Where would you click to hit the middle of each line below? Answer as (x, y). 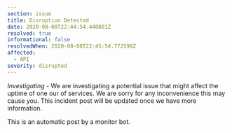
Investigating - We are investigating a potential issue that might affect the (113, 85)
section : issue (29, 14)
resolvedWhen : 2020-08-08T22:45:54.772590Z (72, 46)
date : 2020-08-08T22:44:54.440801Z (59, 27)
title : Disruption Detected (48, 20)
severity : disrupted (37, 66)
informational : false (39, 40)
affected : (22, 53)
